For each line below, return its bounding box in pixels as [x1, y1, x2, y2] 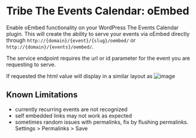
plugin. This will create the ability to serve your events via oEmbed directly [6, 30, 190, 37]
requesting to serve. [6, 61, 56, 68]
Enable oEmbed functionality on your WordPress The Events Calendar [6, 24, 179, 31]
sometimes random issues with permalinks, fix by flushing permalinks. [14, 118, 189, 125]
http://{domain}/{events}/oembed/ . [6, 43, 94, 50]
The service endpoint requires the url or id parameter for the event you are [6, 54, 191, 62]
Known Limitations [6, 90, 78, 100]
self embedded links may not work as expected [14, 112, 132, 119]
